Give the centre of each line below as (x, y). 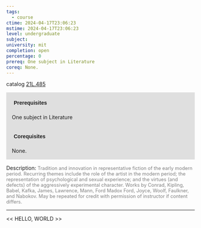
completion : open (28, 51)
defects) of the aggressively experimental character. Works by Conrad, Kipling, (95, 185)
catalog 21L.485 (26, 84)
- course (22, 17)
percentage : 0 (24, 56)
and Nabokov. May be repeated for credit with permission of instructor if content (97, 197)
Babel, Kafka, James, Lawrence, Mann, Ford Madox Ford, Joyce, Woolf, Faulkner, (98, 191)
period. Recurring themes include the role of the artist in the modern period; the (96, 174)
